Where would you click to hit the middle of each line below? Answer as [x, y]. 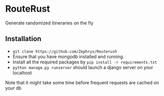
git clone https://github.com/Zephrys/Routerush [65, 51]
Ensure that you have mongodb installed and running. [68, 56]
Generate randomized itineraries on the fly [49, 23]
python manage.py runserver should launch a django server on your [83, 67]
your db [13, 88]
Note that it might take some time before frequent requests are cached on [82, 82]
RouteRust [28, 9]
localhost [22, 73]
